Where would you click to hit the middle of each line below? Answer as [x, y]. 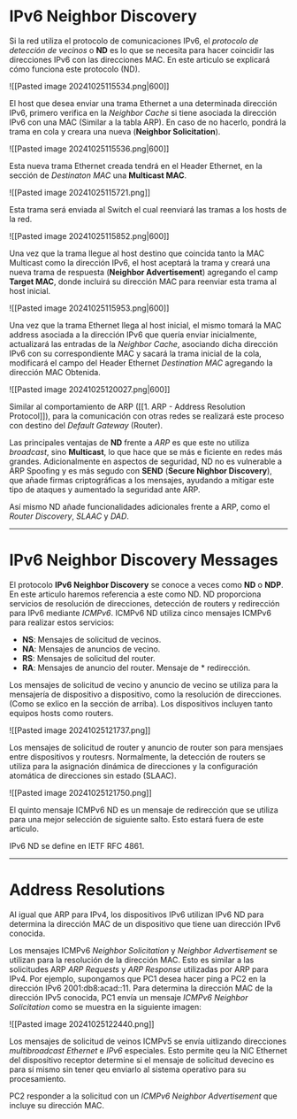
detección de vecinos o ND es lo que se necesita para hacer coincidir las [142, 50]
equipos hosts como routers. [61, 713]
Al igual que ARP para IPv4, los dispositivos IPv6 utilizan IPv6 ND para [137, 914]
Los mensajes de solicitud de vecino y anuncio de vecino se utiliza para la [144, 684]
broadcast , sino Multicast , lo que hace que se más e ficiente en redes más [146, 451]
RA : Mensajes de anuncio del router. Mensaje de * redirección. [136, 668]
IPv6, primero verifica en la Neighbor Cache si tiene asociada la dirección [143, 112]
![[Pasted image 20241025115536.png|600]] [89, 149]
